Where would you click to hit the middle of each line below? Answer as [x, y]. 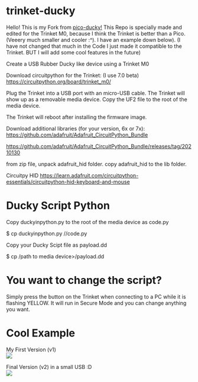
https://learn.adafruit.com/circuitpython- [89, 175]
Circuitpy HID [22, 175]
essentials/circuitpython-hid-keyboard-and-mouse [68, 182]
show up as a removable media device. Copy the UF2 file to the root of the [97, 99]
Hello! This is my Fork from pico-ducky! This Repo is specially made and [94, 27]
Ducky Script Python [58, 206]
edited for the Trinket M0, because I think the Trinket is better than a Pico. [96, 33]
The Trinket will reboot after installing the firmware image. [77, 117]
